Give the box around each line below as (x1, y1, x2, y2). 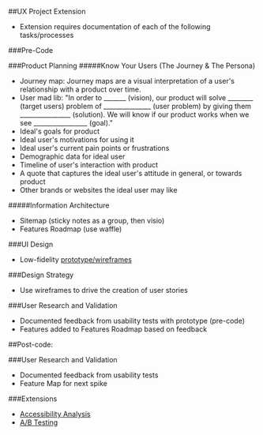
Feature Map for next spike (19, 379, 108, 388)
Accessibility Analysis (19, 410, 91, 418)
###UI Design (8, 240, 54, 249)
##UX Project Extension (8, 7, 86, 16)
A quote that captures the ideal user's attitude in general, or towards (19, 169, 242, 178)
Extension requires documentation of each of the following (19, 22, 211, 31)
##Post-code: (8, 339, 54, 349)
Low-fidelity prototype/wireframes (19, 255, 133, 264)
